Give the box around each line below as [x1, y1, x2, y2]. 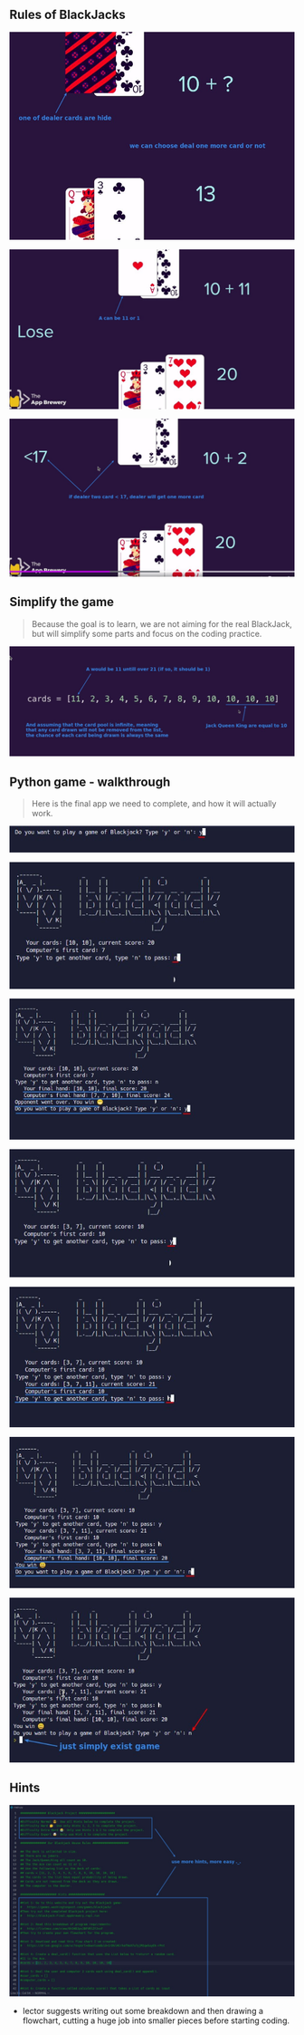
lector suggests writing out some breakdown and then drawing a [22, 2006, 264, 2017]
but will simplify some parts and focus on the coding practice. [31, 628, 262, 639]
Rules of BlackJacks [9, 7, 127, 23]
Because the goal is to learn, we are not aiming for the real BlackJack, [31, 618, 292, 629]
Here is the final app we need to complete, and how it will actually [31, 798, 277, 809]
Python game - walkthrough [9, 774, 171, 789]
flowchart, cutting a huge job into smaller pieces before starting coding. [22, 2015, 290, 2026]
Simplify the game [9, 594, 115, 610]
